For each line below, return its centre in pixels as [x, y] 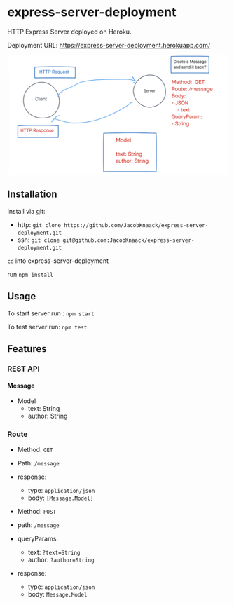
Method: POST [37, 511]
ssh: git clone [39, 240]
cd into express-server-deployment [58, 261]
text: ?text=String [54, 552]
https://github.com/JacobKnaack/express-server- [136, 225]
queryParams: [37, 538]
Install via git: [26, 211]
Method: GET [35, 449]
